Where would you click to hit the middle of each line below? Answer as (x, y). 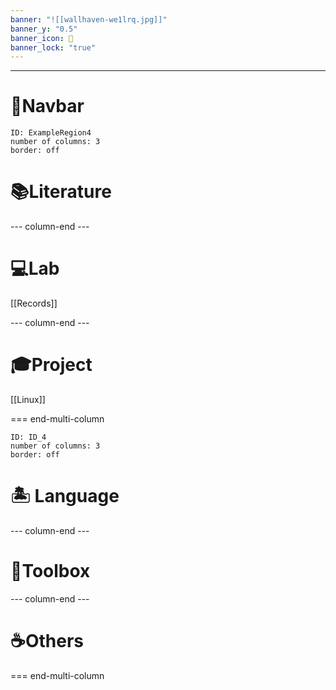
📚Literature (61, 192)
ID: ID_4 (28, 437)
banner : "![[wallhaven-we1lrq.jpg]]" (89, 19)
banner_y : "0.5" (44, 29)
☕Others (47, 641)
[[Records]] (34, 303)
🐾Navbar (47, 106)
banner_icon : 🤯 (42, 38)
